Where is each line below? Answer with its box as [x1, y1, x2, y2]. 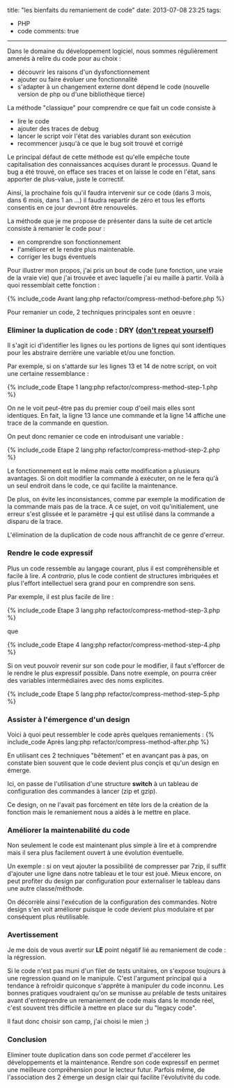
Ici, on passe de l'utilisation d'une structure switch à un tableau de [7, 779, 198, 787]
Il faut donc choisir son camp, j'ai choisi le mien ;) [7, 1018, 150, 1026]
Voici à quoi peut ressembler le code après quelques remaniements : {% [7, 730, 214, 739]
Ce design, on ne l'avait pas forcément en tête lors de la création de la [7, 800, 209, 808]
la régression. [7, 953, 47, 962]
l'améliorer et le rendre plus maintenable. [17, 245, 135, 253]
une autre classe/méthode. [7, 884, 85, 893]
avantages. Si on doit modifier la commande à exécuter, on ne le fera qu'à [7, 474, 219, 483]
